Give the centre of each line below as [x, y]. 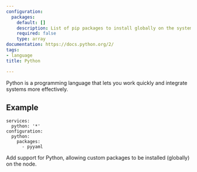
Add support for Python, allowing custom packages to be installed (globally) [98, 158]
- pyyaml [32, 147]
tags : [13, 50]
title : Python [23, 61]
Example [22, 107]
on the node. [21, 164]
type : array [31, 39]
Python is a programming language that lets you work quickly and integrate [97, 82]
